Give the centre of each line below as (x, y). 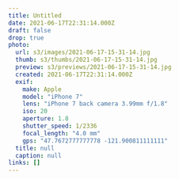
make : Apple (42, 89)
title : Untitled (35, 15)
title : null (35, 148)
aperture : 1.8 (46, 119)
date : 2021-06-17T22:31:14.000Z (61, 23)
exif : (25, 82)
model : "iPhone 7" (53, 97)
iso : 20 (35, 112)
